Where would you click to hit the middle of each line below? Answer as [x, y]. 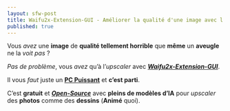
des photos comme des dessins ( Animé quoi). [74, 101]
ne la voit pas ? [29, 53]
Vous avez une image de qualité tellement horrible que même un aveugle [113, 46]
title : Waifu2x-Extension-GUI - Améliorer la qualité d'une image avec [112, 20]
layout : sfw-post [32, 13]
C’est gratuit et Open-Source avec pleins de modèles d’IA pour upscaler [112, 93]
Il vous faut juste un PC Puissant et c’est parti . [73, 80]
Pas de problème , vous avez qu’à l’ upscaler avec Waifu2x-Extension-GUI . [114, 67]
